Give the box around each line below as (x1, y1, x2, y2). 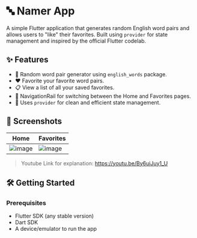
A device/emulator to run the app (14, 225, 97, 233)
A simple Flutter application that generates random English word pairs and (6, 24, 190, 31)
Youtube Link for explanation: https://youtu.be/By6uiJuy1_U (20, 159, 168, 166)
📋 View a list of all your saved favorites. (14, 84, 115, 91)
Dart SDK (14, 219, 38, 226)
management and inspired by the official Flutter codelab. (6, 37, 147, 44)
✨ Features (6, 55, 49, 65)
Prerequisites (6, 198, 46, 207)
